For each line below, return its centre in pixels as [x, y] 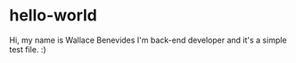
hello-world [53, 16]
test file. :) [28, 49]
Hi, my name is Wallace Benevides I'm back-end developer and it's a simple [148, 40]
